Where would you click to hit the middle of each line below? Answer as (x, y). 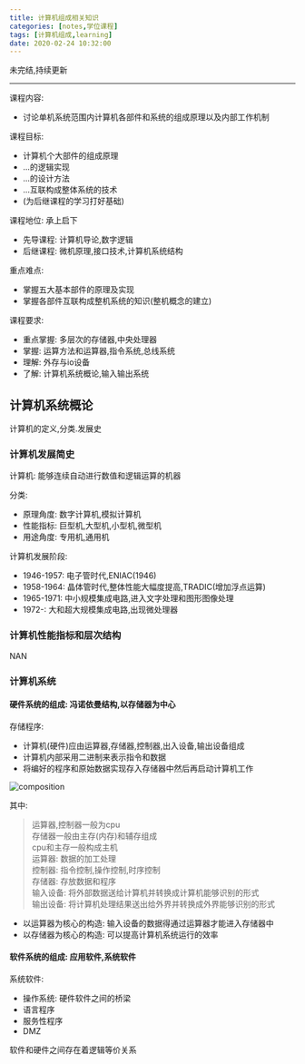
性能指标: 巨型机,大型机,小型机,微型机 (92, 526)
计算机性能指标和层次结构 (65, 635)
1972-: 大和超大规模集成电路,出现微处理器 (100, 610)
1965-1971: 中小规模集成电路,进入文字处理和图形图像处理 (128, 598)
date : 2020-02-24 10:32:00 (60, 43)
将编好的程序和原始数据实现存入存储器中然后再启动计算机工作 (138, 768)
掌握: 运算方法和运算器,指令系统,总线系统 (98, 351)
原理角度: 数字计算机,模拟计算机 (82, 515)
